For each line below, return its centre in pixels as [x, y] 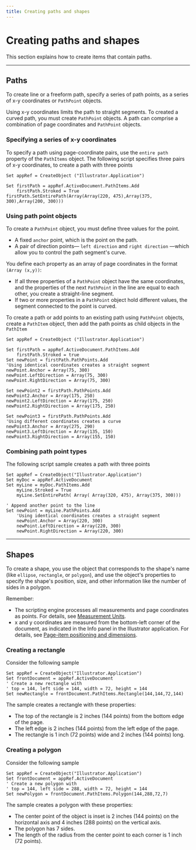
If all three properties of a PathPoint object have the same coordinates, [99, 281]
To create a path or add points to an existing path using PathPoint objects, [95, 317]
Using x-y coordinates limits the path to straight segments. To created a [92, 112]
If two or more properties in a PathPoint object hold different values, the [101, 300]
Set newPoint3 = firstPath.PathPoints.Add [58, 416]
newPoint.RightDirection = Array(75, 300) [58, 380]
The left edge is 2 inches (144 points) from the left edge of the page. [97, 728]
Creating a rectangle [36, 650]
